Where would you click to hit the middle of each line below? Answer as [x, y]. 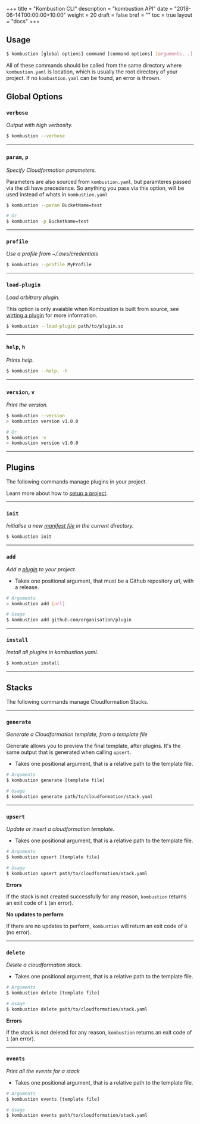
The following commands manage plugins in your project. [77, 482]
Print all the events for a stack [43, 1071]
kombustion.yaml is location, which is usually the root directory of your [92, 72]
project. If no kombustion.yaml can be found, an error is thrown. [83, 78]
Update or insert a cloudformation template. [60, 829]
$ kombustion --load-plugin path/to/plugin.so [65, 326]
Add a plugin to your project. [41, 569]
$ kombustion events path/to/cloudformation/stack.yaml [77, 1116]
